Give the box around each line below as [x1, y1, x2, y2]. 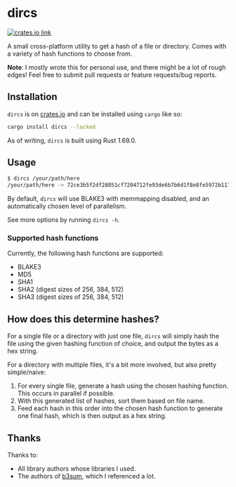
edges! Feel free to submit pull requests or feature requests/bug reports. [7, 70, 217, 79]
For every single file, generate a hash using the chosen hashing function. [17, 382, 229, 390]
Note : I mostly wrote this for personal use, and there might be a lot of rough [7, 63, 226, 71]
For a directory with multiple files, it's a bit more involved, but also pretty [7, 361, 216, 369]
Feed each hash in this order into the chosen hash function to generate [17, 404, 223, 413]
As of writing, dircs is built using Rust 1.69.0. [7, 136, 137, 144]
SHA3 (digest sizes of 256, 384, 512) [17, 292, 124, 301]
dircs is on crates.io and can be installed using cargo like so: [7, 109, 183, 118]
